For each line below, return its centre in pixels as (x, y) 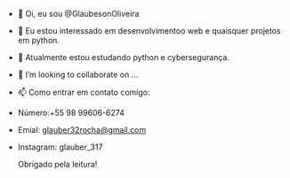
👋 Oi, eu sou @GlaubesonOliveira (78, 14)
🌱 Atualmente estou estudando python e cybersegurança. (123, 57)
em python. (39, 40)
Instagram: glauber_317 (60, 147)
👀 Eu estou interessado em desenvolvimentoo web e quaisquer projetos (149, 31)
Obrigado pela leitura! (57, 164)
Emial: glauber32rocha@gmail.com (82, 130)
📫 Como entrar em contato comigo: (84, 92)
